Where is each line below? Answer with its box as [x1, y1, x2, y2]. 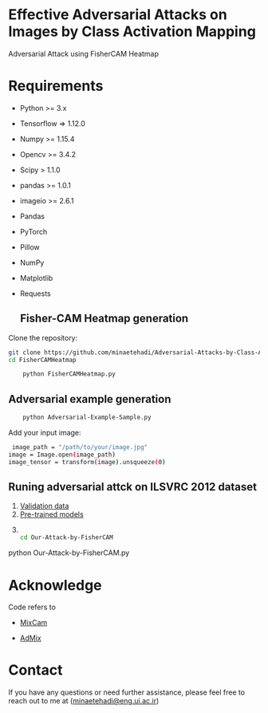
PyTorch [19, 227, 48, 236]
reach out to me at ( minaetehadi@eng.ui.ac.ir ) [8, 696, 160, 706]
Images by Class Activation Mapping [8, 22, 257, 41]
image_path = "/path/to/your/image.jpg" [11, 443, 148, 451]
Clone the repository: [8, 333, 78, 342]
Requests [19, 289, 51, 298]
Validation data [19, 501, 69, 511]
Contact [8, 661, 63, 680]
